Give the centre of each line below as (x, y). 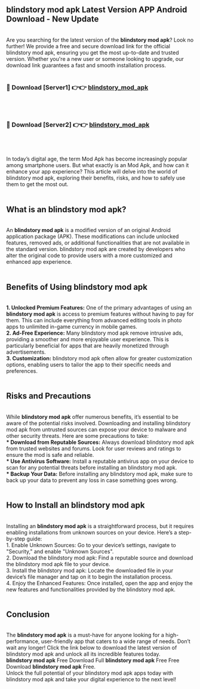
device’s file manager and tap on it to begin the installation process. (89, 577)
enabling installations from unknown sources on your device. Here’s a (92, 532)
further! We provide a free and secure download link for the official (88, 46)
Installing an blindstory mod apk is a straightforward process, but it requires (100, 526)
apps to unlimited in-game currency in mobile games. (72, 327)
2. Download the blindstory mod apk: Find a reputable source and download (100, 558)
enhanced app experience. (39, 262)
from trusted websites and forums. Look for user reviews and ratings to (94, 448)
